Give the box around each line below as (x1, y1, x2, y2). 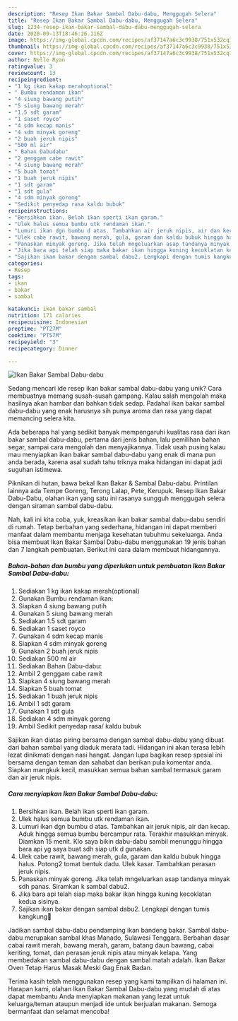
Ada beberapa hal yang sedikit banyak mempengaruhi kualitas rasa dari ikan (8, 428, 230, 437)
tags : (8, 273, 24, 280)
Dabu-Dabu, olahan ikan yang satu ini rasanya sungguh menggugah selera (8, 494, 225, 502)
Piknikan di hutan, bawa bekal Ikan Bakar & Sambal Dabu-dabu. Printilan (8, 479, 218, 488)
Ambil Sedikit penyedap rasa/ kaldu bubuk (18, 722, 142, 731)
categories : (8, 260, 43, 267)
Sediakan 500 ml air (18, 654, 77, 663)
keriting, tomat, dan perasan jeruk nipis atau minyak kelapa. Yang (8, 948, 198, 957)
